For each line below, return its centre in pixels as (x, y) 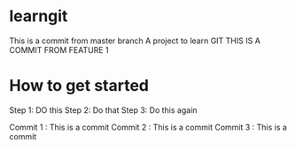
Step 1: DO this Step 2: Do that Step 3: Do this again (103, 110)
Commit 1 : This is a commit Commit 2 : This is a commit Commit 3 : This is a (148, 127)
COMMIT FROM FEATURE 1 (59, 49)
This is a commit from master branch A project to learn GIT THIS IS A (135, 41)
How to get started (79, 86)
